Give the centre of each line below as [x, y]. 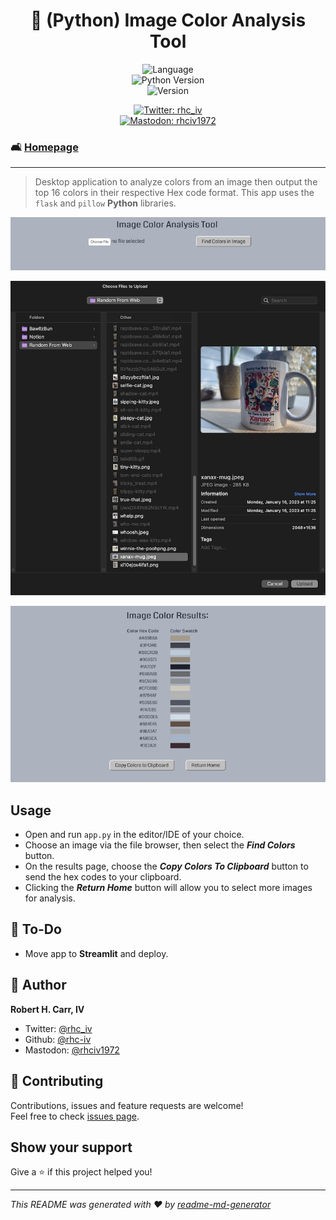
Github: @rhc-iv [58, 1039]
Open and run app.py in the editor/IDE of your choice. [134, 835]
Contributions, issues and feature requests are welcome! [127, 1105]
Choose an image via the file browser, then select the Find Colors [160, 845]
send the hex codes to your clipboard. [103, 877]
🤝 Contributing [57, 1081]
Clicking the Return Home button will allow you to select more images [168, 888]
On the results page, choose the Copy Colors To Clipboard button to [166, 866]
